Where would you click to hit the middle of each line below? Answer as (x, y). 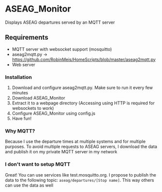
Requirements (27, 37)
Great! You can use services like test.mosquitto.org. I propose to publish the (81, 175)
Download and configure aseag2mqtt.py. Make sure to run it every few (82, 88)
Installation (19, 77)
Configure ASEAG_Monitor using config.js (54, 113)
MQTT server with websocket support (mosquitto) (62, 49)
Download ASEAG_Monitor (38, 98)
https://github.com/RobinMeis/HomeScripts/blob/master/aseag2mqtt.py (84, 59)
